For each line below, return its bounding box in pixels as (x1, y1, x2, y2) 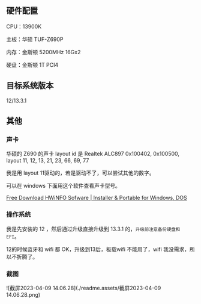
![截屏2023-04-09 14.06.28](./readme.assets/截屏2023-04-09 (6, 284, 161, 291)
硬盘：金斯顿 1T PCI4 (6, 61, 59, 68)
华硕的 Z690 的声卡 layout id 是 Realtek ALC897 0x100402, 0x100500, (6, 150, 180, 158)
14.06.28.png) (6, 291, 41, 298)
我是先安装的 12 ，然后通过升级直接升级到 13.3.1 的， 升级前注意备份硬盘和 (6, 225, 181, 232)
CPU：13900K (6, 23, 42, 30)
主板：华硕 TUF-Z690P (6, 36, 64, 43)
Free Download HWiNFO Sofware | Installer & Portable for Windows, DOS (6, 194, 187, 202)
